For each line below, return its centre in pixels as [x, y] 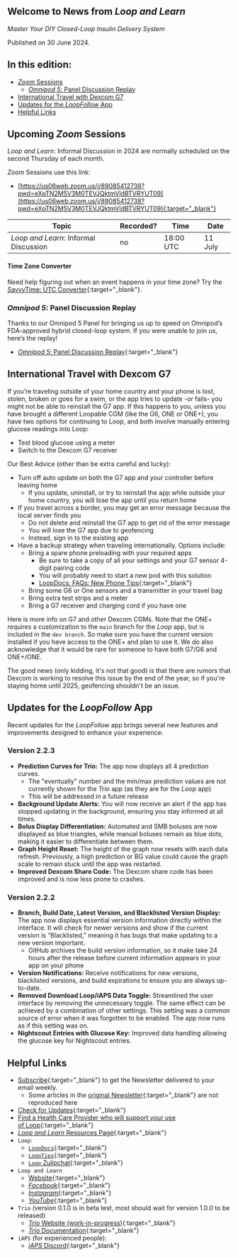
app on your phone [56, 965]
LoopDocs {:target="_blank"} [68, 1147]
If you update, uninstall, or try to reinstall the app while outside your [126, 492]
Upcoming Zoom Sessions [67, 134]
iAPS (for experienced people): [62, 1238]
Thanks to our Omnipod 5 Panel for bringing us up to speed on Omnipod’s [115, 323]
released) [32, 1215]
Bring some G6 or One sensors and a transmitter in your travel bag [125, 590]
